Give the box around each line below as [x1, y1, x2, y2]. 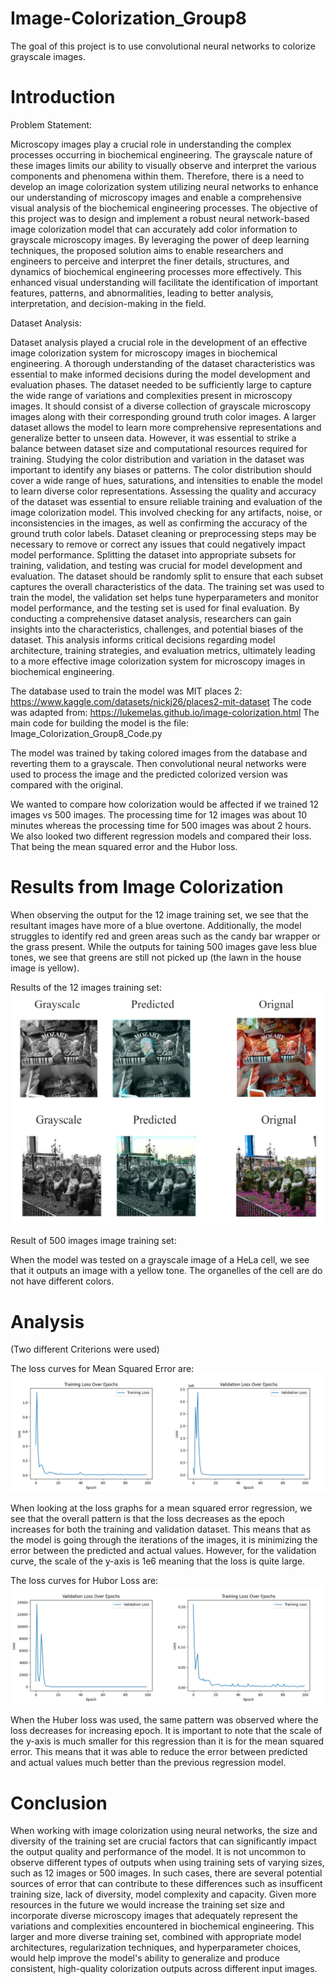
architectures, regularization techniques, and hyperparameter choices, [10, 1942, 302, 1954]
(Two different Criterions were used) [10, 1343, 160, 1356]
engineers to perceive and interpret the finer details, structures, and [10, 255, 290, 267]
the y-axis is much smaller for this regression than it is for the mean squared [10, 1735, 325, 1747]
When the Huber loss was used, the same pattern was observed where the [10, 1714, 319, 1726]
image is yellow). [10, 962, 80, 974]
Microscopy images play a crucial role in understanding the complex [10, 138, 292, 150]
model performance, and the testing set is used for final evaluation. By [10, 602, 300, 614]
